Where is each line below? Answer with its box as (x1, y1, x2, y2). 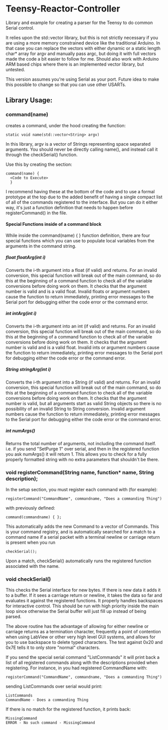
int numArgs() (5, 428, 35, 434)
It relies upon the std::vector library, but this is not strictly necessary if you (5, 35, 159, 41)
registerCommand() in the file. (5, 210, 68, 216)
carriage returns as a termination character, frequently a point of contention (5, 629, 161, 635)
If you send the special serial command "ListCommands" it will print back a (5, 654, 160, 660)
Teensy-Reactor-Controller (5, 3, 120, 15)
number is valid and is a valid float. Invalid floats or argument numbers (5, 288, 150, 294)
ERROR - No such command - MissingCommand (5, 720, 95, 725)
